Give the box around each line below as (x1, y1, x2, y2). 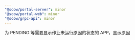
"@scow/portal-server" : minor (4, 7, 67, 12)
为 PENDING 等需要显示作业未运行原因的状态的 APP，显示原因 (4, 30, 131, 36)
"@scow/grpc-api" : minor (4, 16, 55, 21)
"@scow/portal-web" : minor (4, 12, 60, 16)
